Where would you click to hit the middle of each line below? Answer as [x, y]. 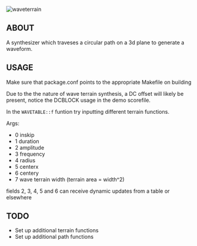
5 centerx [27, 166]
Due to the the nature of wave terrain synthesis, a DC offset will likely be [95, 93]
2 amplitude [30, 147]
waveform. [19, 48]
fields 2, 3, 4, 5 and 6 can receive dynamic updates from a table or [88, 191]
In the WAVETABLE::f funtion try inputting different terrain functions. [88, 111]
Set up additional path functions [54, 237]
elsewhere [19, 197]
